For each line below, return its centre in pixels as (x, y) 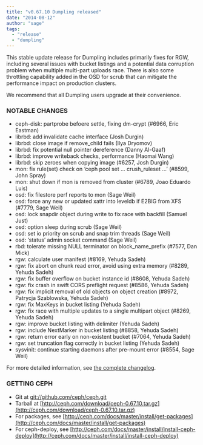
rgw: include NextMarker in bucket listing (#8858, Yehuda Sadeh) (97, 330)
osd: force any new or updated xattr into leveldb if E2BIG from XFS (98, 202)
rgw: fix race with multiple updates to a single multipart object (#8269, (103, 311)
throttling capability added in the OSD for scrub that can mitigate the (92, 77)
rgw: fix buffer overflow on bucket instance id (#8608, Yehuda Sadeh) (102, 279)
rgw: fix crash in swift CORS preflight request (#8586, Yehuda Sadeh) (102, 285)
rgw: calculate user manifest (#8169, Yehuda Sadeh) (80, 259)
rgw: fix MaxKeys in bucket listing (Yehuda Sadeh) (78, 305)
